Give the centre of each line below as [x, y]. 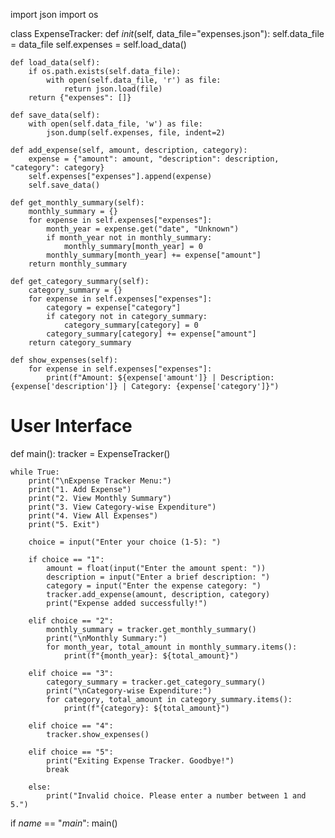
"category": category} [57, 168]
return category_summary [80, 343]
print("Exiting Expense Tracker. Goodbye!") [140, 760]
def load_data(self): [55, 63]
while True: [35, 472]
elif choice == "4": [71, 725]
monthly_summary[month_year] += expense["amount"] [154, 255]
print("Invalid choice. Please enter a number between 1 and [176, 795]
